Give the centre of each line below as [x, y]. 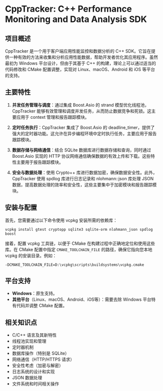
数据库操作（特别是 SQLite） [41, 354]
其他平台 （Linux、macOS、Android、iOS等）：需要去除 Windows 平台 [81, 299]
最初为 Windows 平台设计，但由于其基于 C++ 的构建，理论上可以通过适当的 [81, 63]
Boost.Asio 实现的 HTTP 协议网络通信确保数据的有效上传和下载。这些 [81, 156]
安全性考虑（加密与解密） [38, 366]
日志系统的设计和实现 [33, 372]
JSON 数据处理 [27, 378]
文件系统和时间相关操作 [35, 384]
